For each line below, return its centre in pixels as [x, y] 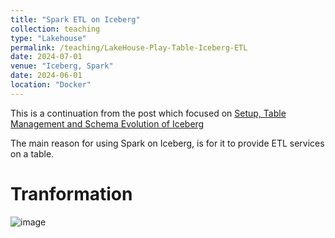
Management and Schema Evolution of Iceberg [107, 123]
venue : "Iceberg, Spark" [62, 66]
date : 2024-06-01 [46, 76]
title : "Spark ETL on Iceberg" [75, 19]
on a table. [32, 153]
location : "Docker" [51, 85]
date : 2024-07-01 [46, 57]
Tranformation [71, 193]
